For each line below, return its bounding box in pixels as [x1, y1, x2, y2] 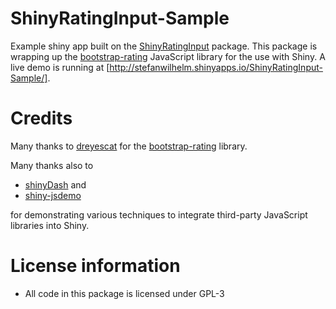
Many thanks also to [10, 159, 94, 171]
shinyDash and [24, 178, 87, 191]
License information [10, 255, 181, 277]
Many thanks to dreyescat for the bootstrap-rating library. [10, 140, 248, 152]
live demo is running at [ [10, 61, 110, 73]
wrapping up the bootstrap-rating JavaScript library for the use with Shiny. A [10, 50, 326, 62]
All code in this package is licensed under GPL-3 [24, 287, 225, 299]
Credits [10, 107, 73, 130]
